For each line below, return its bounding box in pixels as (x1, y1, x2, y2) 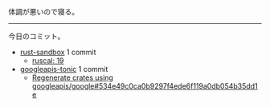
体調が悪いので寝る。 (8, 7, 79, 16)
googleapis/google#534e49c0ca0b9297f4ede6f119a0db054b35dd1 (31, 81, 259, 90)
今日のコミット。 (8, 31, 65, 41)
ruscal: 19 (31, 56, 64, 65)
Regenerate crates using (31, 73, 114, 82)
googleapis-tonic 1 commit (19, 65, 108, 73)
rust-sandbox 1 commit (19, 47, 96, 57)
